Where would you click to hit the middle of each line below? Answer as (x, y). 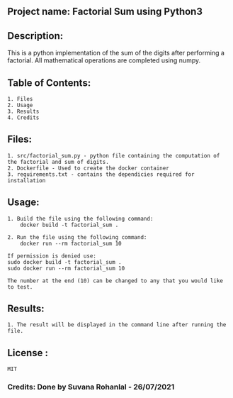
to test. (20, 287)
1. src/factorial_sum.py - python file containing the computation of (114, 155)
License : (28, 353)
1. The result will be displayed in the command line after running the (117, 325)
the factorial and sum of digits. (58, 162)
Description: (35, 36)
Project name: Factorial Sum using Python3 (105, 12)
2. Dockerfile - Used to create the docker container (89, 168)
